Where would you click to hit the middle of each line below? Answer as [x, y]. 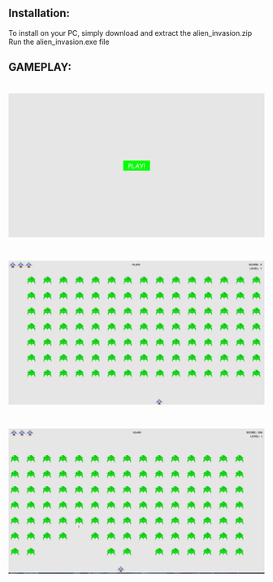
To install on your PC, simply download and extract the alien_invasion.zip [130, 33]
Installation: [39, 13]
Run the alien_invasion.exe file [59, 42]
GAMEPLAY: [40, 67]
